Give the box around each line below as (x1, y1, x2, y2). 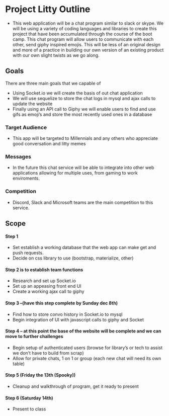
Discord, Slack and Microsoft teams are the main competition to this (12, 199, 153, 205)
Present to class (12, 406, 46, 412)
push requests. (12, 250, 44, 256)
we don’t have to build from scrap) (12, 350, 84, 356)
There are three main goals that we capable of (5, 80, 101, 86)
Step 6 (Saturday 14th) (5, 395, 53, 401)
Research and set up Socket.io (12, 278, 76, 284)
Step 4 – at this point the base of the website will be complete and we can (5, 328, 161, 334)
